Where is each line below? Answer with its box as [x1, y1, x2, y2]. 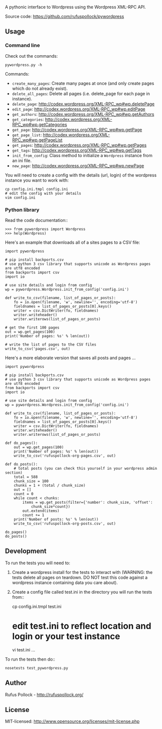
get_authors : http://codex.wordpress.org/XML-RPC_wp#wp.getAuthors [12, 111, 154, 117]
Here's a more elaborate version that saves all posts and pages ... [5, 355, 136, 361]
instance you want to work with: [5, 177, 69, 183]
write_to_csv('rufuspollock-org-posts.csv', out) [14, 521, 116, 526]
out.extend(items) [22, 508, 60, 513]
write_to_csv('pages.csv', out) [5, 346, 70, 351]
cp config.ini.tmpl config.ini [5, 187, 68, 191]
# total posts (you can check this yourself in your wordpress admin [14, 466, 158, 471]
